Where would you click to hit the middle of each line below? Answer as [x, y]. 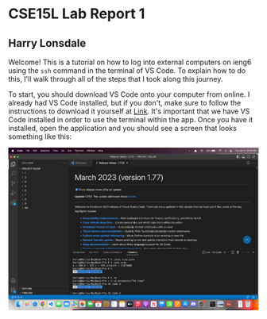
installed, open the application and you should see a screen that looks [122, 128]
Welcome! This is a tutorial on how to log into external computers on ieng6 [130, 62]
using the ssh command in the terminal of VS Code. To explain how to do [127, 71]
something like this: [40, 136]
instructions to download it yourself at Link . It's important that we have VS [129, 111]
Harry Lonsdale [47, 43]
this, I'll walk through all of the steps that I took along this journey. [116, 79]
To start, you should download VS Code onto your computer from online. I [129, 94]
